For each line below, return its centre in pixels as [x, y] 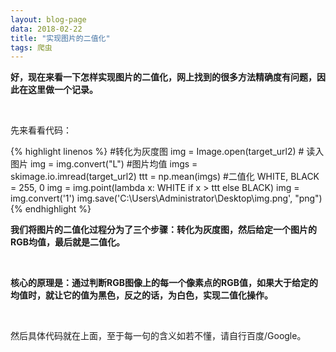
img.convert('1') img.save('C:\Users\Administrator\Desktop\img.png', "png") [166, 198]
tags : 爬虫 [31, 47]
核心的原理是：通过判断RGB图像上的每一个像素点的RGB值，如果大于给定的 [164, 283]
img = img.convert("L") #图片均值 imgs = [113, 164]
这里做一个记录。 [62, 90]
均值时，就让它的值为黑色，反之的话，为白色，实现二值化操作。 [141, 295]
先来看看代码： [41, 130]
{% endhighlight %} [51, 209]
